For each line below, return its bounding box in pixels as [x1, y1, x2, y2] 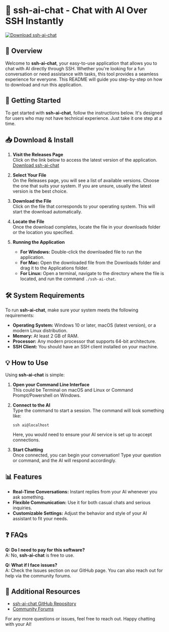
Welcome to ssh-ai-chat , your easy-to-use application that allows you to [5, 60, 157, 66]
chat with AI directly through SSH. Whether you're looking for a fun [5, 65, 145, 71]
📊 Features [5, 473, 42, 481]
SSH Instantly [5, 15, 64, 27]
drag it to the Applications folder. [20, 265, 89, 271]
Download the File [12, 198, 52, 204]
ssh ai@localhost [12, 423, 50, 428]
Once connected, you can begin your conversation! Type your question [12, 452, 161, 458]
